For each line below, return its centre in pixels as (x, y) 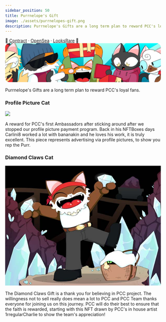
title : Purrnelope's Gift (32, 16)
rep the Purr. (18, 145)
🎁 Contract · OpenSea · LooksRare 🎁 (42, 41)
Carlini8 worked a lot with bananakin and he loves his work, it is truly (75, 134)
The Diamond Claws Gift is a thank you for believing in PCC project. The (78, 293)
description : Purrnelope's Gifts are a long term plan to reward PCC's (80, 26)
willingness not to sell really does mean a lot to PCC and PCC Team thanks (81, 298)
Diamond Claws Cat (29, 158)
